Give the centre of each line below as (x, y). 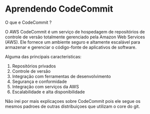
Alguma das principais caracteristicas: (43, 56)
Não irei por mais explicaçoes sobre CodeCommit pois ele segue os (73, 101)
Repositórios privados (34, 66)
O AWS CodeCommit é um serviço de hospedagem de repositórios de (75, 32)
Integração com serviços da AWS (45, 86)
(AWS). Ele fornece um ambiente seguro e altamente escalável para (73, 42)
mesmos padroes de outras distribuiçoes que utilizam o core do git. (73, 106)
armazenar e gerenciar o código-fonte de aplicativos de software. (71, 47)
